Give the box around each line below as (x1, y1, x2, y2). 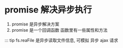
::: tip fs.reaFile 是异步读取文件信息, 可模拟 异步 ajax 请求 (4, 37, 118, 43)
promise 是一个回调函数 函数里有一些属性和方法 (11, 27, 108, 33)
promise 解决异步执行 (4, 4, 92, 15)
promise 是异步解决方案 (11, 21, 60, 27)
